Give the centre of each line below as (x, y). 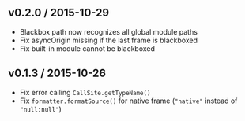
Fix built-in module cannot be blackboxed (87, 48)
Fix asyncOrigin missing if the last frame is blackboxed (108, 40)
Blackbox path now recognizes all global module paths (108, 31)
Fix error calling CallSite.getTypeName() (85, 92)
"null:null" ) (40, 108)
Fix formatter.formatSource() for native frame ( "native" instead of (128, 101)
